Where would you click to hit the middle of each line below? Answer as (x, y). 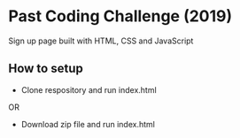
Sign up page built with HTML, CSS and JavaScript (101, 41)
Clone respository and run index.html (89, 89)
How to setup (46, 69)
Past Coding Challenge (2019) (120, 16)
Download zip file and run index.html (88, 124)
